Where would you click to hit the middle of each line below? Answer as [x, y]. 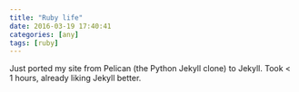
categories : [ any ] [44, 34]
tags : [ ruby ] [34, 43]
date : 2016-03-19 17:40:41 [60, 26]
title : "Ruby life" [46, 18]
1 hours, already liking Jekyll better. [75, 78]
